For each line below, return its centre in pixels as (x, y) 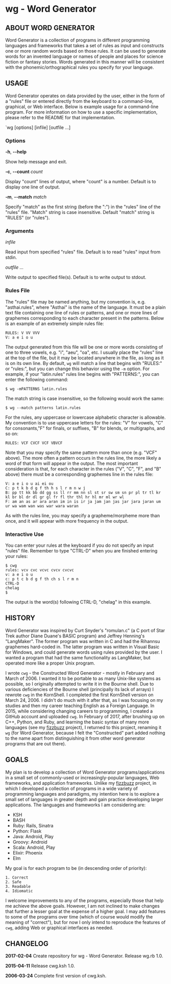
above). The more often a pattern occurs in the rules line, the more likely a (83, 458)
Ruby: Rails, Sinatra (33, 825)
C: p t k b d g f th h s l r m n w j (45, 488)
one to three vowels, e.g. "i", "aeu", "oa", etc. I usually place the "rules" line (84, 352)
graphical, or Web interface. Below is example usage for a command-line (82, 106)
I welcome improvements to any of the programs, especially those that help (84, 900)
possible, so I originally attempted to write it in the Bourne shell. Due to (80, 683)
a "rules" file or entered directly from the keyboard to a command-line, (80, 101)
